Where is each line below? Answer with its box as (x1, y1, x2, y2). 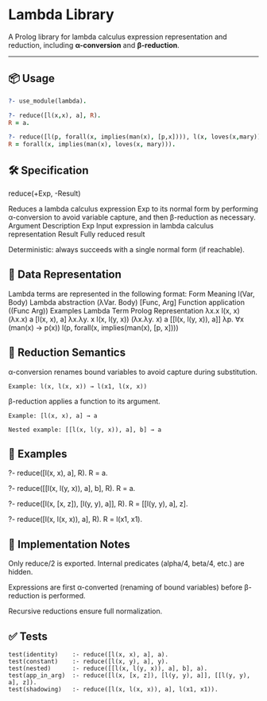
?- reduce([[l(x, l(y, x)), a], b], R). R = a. (8, 484, 136, 493)
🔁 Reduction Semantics (8, 346, 126, 360)
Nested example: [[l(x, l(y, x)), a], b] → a (8, 426, 161, 434)
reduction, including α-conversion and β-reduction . (8, 40, 180, 49)
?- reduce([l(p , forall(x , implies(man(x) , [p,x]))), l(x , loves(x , (8, 133, 240, 141)
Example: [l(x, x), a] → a (8, 411, 98, 419)
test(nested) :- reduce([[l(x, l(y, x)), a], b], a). (8, 664, 208, 672)
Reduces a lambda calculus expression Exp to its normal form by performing (8, 204, 258, 213)
